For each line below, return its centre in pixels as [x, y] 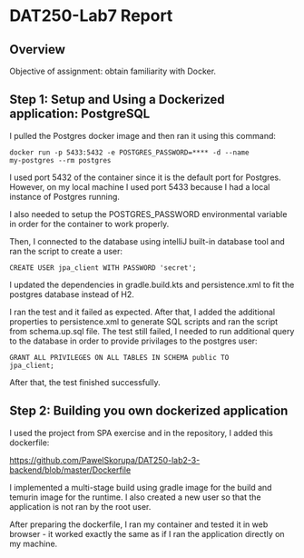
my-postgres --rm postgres [60, 160]
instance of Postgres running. [65, 196]
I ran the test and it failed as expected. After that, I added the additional [142, 312]
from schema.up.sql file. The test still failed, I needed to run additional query [152, 331]
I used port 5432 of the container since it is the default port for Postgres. [145, 177]
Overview [38, 50]
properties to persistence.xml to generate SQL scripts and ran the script [144, 321]
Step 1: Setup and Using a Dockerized [117, 100]
